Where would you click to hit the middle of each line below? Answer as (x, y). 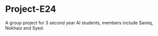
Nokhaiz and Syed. (24, 28)
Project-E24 (31, 9)
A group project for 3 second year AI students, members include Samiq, (79, 23)
